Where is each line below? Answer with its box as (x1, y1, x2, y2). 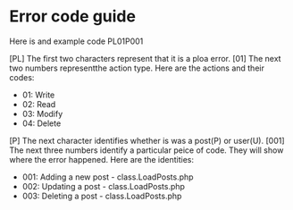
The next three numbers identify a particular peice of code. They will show (9, 145, 284, 155)
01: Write (21, 89, 55, 100)
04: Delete (21, 118, 62, 129)
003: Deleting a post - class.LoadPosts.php (21, 190, 182, 201)
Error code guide (9, 6, 137, 27)
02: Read (21, 98, 56, 109)
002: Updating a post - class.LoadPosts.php (21, 181, 186, 191)
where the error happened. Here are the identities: (9, 154, 195, 164)
